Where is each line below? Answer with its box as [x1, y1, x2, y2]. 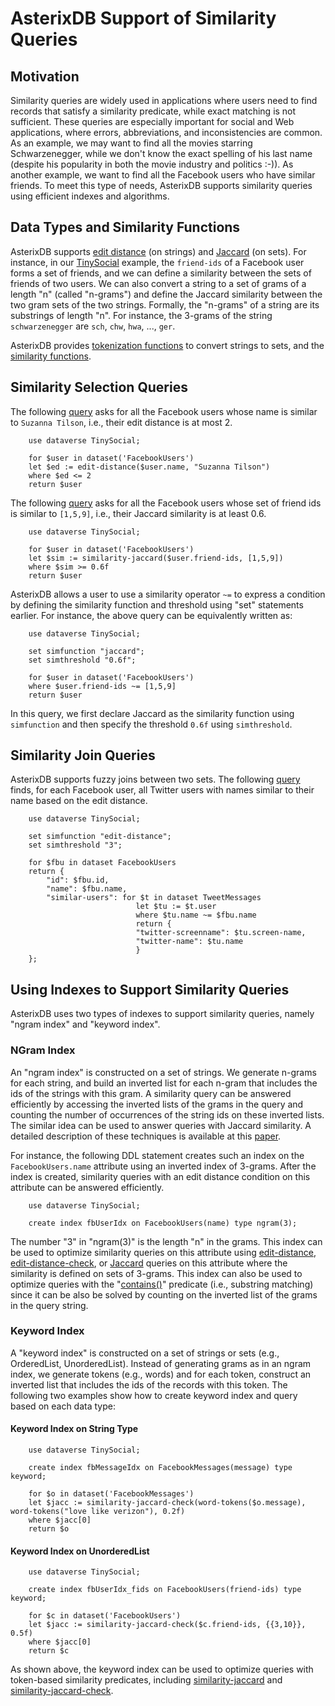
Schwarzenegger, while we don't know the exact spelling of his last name [10, 148, 313, 159]
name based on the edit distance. [10, 795, 148, 807]
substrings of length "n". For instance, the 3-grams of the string [10, 309, 273, 321]
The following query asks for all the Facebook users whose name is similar [10, 405, 318, 417]
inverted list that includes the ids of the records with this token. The [10, 1378, 288, 1391]
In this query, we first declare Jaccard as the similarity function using [10, 707, 295, 719]
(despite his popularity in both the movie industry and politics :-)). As [10, 158, 294, 170]
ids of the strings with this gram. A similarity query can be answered [10, 1087, 292, 1099]
